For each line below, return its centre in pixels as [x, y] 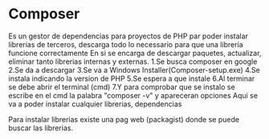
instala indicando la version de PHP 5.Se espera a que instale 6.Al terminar [132, 78]
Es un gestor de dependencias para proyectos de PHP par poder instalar [128, 36]
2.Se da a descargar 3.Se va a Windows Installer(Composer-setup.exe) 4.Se [134, 69]
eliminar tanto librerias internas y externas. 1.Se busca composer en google [133, 62]
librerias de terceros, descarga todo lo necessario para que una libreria [126, 44]
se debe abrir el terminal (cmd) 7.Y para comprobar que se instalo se [122, 87]
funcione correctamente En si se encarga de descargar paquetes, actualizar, [135, 53]
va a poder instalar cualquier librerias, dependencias [95, 104]
